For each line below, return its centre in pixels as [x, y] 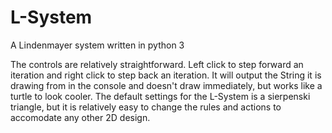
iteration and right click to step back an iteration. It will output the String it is [166, 75]
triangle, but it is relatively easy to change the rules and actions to [146, 107]
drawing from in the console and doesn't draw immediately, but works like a [166, 85]
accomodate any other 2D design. [80, 117]
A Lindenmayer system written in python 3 [97, 45]
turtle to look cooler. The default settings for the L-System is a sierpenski [160, 96]
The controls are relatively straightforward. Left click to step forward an [157, 64]
